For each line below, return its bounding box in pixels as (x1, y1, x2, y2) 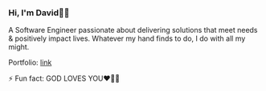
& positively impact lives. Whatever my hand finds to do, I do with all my (8, 34, 246, 43)
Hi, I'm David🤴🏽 (8, 7, 70, 18)
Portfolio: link (8, 57, 52, 67)
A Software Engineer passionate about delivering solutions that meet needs (8, 26, 259, 35)
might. (8, 42, 30, 52)
